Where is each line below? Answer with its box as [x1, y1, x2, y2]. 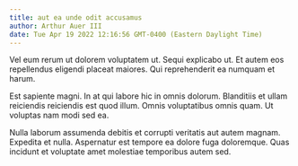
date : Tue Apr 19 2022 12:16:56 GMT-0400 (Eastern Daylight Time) [9, 30, 263, 39]
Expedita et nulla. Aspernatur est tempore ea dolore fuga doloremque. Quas [9, 136, 290, 148]
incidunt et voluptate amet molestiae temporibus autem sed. [9, 146, 232, 157]
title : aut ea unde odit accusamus [9, 13, 143, 22]
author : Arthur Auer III [9, 22, 102, 31]
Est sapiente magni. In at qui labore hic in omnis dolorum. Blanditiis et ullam [9, 91, 288, 101]
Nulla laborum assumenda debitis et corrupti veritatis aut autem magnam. [9, 127, 281, 138]
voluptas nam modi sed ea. [9, 109, 110, 121]
